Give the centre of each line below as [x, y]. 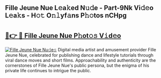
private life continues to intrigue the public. [48, 70]
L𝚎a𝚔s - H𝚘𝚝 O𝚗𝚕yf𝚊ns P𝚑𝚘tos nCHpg [66, 16]
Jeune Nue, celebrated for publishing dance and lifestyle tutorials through [79, 55]
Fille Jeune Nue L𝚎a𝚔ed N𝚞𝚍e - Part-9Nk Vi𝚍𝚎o [79, 8]
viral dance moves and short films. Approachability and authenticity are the [80, 60]
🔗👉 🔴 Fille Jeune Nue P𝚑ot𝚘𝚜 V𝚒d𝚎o [63, 36]
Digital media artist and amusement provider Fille [107, 50]
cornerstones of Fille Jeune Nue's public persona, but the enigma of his [77, 65]
